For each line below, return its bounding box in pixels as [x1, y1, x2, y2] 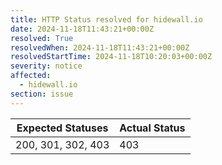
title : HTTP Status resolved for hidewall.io [10, 14, 203, 25]
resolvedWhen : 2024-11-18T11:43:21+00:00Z [10, 42, 190, 53]
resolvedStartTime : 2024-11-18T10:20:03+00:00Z [10, 52, 213, 62]
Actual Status [119, 121, 186, 135]
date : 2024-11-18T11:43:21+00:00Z [10, 24, 155, 34]
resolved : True [10, 33, 74, 43]
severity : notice [10, 61, 83, 71]
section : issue [10, 89, 74, 99]
